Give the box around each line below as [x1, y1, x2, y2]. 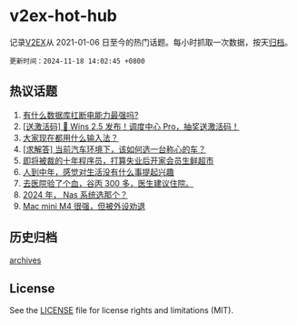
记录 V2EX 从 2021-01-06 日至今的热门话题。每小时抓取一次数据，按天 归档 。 [9, 36, 293, 47]
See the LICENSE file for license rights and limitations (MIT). [9, 305, 234, 316]
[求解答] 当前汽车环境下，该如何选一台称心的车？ [22, 143, 206, 155]
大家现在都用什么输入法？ [22, 132, 119, 143]
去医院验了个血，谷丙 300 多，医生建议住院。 [22, 178, 193, 188]
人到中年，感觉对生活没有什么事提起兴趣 [22, 166, 174, 178]
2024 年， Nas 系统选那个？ [22, 188, 129, 200]
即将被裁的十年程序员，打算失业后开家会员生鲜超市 [22, 155, 214, 166]
